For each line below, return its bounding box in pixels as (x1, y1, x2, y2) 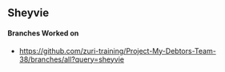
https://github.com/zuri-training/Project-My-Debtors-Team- (18, 46, 217, 55)
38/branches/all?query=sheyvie (18, 55, 125, 64)
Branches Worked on (7, 28, 79, 38)
